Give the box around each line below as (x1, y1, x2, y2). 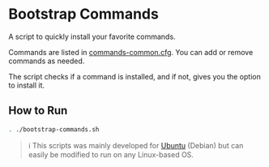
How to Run (8, 104, 68, 118)
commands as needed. (8, 56, 85, 66)
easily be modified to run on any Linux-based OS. (28, 149, 194, 159)
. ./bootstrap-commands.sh (8, 125, 100, 134)
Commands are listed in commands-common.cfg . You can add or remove (8, 47, 254, 57)
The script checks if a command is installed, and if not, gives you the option (8, 71, 261, 81)
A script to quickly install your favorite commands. (8, 32, 176, 41)
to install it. (8, 80, 45, 90)
